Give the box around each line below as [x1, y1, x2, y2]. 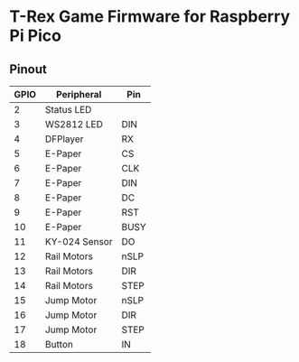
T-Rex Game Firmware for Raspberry [9, 6, 291, 27]
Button [44, 339, 74, 350]
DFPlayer [44, 133, 84, 145]
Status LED [44, 104, 92, 116]
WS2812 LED [44, 118, 104, 130]
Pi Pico [9, 25, 61, 46]
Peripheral [55, 88, 102, 100]
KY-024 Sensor [44, 236, 113, 247]
